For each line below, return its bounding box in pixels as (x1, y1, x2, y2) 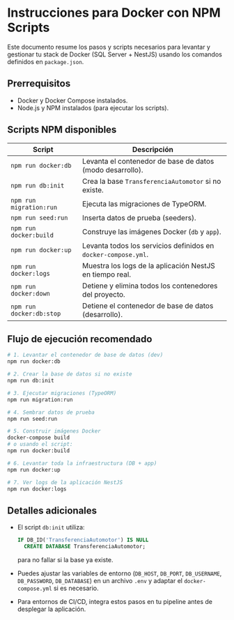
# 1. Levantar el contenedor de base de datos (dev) (7, 352, 164, 359)
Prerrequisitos (7, 78, 71, 90)
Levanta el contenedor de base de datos (82, 156, 214, 166)
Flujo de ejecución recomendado (7, 333, 153, 345)
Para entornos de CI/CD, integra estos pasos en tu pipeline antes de (17, 597, 212, 605)
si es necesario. (53, 584, 99, 592)
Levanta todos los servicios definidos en (82, 240, 214, 250)
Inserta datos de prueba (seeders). (82, 212, 196, 222)
